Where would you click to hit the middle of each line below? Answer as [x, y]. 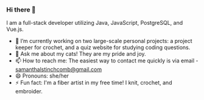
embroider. [29, 92]
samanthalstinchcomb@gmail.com [58, 70]
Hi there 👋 [21, 10]
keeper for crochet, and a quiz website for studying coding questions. [103, 47]
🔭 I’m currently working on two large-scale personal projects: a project [104, 41]
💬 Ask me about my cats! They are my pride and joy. [80, 54]
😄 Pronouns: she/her [42, 76]
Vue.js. [15, 29]
